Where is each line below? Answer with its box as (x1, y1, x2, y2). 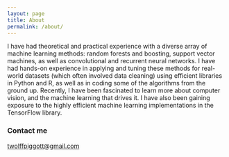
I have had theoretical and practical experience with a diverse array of (7, 42, 207, 51)
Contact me (7, 126, 48, 135)
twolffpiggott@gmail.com (7, 142, 80, 150)
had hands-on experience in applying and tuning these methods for (7, 64, 201, 73)
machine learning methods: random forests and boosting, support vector (7, 49, 215, 58)
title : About (7, 17, 45, 24)
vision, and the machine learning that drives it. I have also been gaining (7, 94, 210, 102)
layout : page (7, 10, 45, 17)
